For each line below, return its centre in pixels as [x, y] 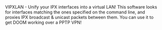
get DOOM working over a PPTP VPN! [44, 22]
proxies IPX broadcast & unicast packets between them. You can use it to [79, 17]
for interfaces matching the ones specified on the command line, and [75, 12]
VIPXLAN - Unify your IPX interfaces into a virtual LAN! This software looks [81, 7]
